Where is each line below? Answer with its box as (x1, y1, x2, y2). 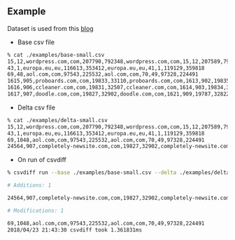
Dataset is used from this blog (7, 24, 94, 32)
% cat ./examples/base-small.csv (7, 51, 105, 58)
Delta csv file (17, 103, 56, 112)
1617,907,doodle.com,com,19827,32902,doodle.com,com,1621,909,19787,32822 (7, 91, 230, 98)
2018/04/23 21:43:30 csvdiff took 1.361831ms (7, 226, 142, 234)
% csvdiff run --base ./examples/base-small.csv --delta (7, 169, 177, 176)
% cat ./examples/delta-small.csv (7, 116, 108, 124)
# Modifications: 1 (7, 207, 64, 214)
